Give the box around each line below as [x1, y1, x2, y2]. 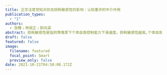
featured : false [5, 39, 39, 44]
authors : [5, 21, 23, 26]
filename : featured [9, 48, 50, 53]
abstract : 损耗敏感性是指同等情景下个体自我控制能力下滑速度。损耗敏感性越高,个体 [5, 30, 156, 35]
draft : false [5, 35, 32, 40]
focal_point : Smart [9, 53, 50, 58]
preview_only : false [9, 58, 52, 63]
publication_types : [5, 12, 46, 17]
